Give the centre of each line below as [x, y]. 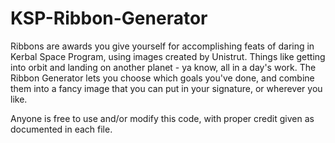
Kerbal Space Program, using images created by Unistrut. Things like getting [168, 56]
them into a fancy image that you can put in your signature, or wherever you [166, 88]
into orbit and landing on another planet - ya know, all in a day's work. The [163, 67]
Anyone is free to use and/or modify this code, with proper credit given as [162, 118]
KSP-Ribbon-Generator [109, 18]
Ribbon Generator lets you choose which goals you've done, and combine [162, 78]
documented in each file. [61, 129]
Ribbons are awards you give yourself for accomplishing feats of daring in [162, 46]
